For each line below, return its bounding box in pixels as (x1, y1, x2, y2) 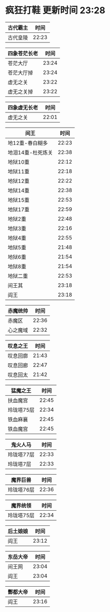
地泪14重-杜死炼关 (8, 149, 53, 156)
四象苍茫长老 (8, 50, 39, 57)
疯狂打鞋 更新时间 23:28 (5, 5, 105, 16)
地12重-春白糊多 (8, 139, 48, 146)
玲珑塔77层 (8, 451, 35, 458)
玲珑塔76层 (8, 486, 35, 493)
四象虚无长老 (8, 104, 39, 111)
